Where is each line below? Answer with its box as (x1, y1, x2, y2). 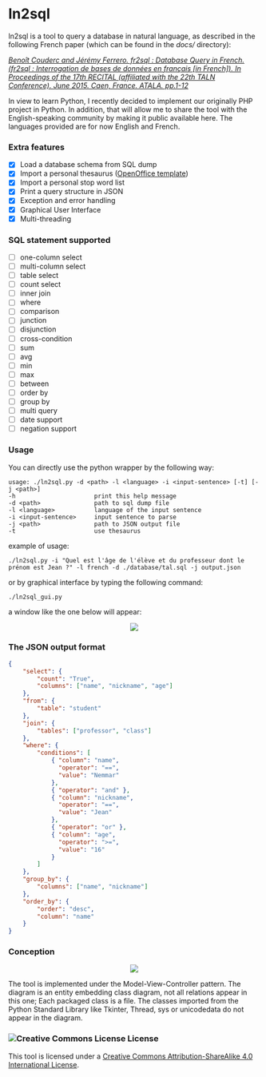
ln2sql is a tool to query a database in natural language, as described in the (8, 31, 256, 41)
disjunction (19, 324, 57, 334)
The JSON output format (8, 642, 105, 653)
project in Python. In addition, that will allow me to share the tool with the (8, 105, 248, 114)
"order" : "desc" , (37, 904, 94, 913)
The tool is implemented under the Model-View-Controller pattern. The (8, 980, 241, 989)
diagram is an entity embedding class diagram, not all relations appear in (8, 988, 248, 997)
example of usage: (8, 541, 69, 550)
